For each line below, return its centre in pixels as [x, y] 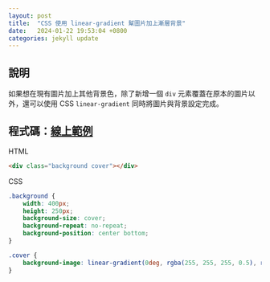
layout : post [30, 16]
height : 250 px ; [48, 211]
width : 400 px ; [46, 203]
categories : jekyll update [53, 38]
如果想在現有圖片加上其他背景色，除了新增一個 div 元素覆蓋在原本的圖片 [129, 94]
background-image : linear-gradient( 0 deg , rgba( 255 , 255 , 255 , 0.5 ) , [140, 263]
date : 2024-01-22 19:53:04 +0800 [68, 31]
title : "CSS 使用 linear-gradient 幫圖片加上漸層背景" [97, 23]
